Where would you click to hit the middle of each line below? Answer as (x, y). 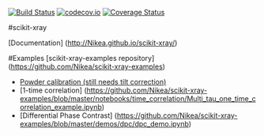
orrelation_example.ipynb (61, 107)
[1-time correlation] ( (53, 90)
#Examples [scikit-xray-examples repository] (81, 58)
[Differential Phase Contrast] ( (68, 115)
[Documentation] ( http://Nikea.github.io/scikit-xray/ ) (93, 43)
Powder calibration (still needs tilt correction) (93, 82)
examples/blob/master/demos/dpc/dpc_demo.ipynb (104, 124)
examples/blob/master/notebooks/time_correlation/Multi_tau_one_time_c (138, 98)
